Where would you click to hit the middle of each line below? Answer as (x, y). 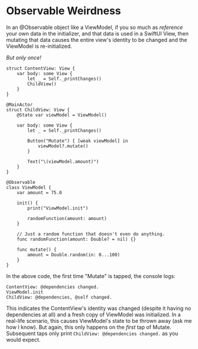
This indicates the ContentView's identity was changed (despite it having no (99, 308)
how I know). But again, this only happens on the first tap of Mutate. (89, 327)
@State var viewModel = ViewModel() (62, 115)
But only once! (24, 57)
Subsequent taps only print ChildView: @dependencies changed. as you (92, 333)
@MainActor (20, 105)
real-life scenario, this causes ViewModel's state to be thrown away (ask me (99, 321)
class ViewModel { (29, 188)
